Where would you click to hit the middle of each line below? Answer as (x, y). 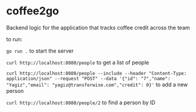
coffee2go (33, 11)
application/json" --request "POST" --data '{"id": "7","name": (88, 78)
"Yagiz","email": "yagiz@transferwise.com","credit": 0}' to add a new (97, 84)
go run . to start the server (40, 51)
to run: (14, 39)
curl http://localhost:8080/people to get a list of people (78, 62)
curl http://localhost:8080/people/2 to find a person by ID (81, 102)
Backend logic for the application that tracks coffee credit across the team (98, 28)
